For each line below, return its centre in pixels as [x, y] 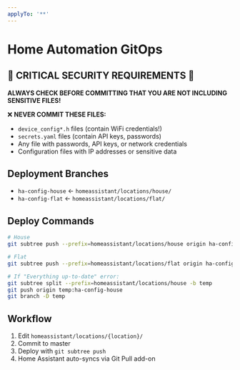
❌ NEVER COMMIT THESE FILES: [57, 114]
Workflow [30, 319]
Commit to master [44, 344]
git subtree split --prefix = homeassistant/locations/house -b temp [110, 283]
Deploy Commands [51, 221]
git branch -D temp [36, 296]
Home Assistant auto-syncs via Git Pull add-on [86, 359]
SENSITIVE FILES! [34, 100]
